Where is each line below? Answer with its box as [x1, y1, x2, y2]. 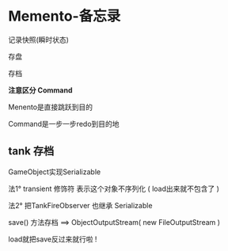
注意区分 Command [8, 85, 73, 95]
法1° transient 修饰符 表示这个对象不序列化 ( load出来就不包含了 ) [8, 184, 220, 193]
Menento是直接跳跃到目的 [8, 102, 93, 112]
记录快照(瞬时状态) [8, 35, 70, 44]
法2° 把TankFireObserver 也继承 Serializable [8, 200, 153, 210]
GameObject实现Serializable [8, 167, 101, 177]
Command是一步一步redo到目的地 [8, 119, 120, 128]
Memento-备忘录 [8, 7, 121, 25]
